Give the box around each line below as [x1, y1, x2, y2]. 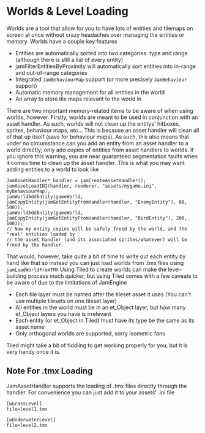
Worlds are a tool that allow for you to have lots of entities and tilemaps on [6, 25, 193, 32]
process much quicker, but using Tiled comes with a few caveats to [28, 272, 198, 280]
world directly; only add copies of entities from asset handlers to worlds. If [6, 146, 194, 153]
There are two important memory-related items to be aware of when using [6, 107, 194, 114]
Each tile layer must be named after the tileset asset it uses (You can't [15, 290, 192, 298]
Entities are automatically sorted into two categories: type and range [15, 49, 188, 56]
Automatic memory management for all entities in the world [15, 88, 165, 96]
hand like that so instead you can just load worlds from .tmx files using [6, 259, 184, 266]
